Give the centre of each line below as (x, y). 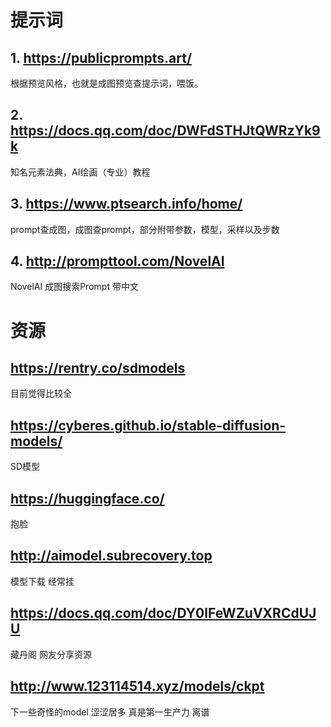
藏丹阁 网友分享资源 (51, 654)
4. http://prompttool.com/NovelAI (117, 261)
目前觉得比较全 (41, 393)
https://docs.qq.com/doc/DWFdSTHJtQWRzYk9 (165, 131)
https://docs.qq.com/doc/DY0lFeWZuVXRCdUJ (163, 613)
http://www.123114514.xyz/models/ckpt (137, 686)
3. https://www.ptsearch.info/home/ (126, 204)
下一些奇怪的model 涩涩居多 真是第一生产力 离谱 (110, 712)
